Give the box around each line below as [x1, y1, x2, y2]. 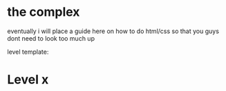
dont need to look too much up [7, 34, 95, 42]
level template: [7, 48, 49, 56]
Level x [7, 72, 49, 88]
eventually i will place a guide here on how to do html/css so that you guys [7, 27, 220, 35]
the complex [7, 4, 80, 20]
